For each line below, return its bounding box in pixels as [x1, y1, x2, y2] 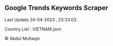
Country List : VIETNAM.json [4, 26, 61, 32]
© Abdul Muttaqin [4, 35, 41, 41]
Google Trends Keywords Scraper [4, 4, 108, 12]
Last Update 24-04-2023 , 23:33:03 [4, 16, 77, 22]
